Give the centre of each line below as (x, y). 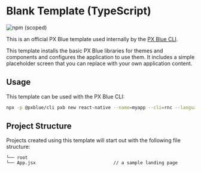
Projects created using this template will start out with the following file (93, 140)
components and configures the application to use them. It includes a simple (100, 57)
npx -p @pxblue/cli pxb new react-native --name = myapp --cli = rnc (89, 107)
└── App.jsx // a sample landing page (92, 163)
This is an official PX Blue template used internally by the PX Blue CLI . (92, 39)
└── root (17, 158)
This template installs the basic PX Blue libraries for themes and (85, 50)
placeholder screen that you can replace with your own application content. (99, 63)
